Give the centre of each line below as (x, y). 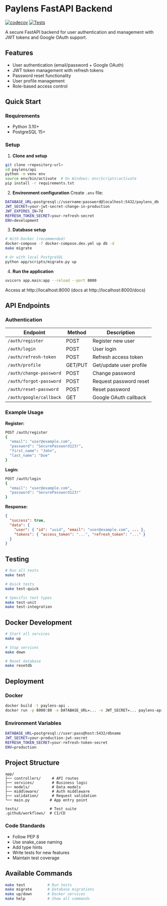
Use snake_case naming (37, 842)
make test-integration (29, 607)
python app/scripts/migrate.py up (41, 262)
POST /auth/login (23, 479)
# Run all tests (22, 571)
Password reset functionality (42, 76)
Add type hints (27, 847)
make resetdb (19, 666)
